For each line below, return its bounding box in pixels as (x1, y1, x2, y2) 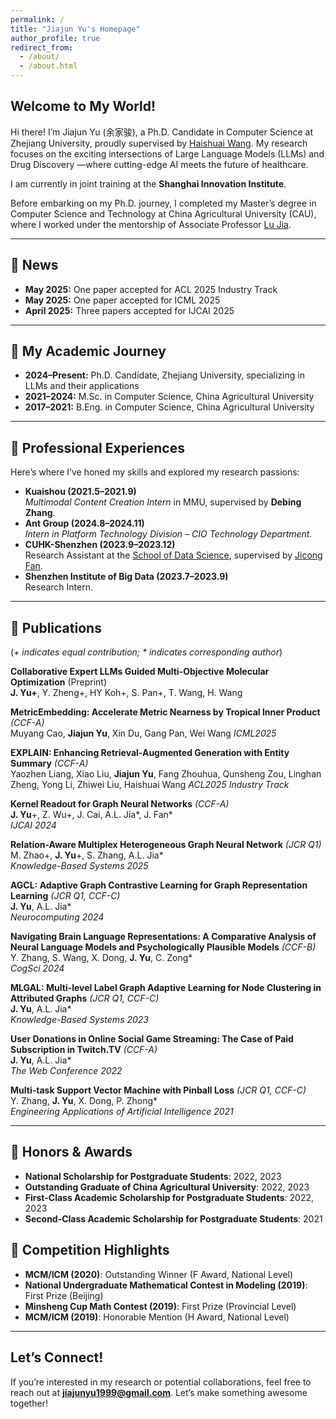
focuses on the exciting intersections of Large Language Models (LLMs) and (10, 147, 325, 160)
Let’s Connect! (10, 1349, 104, 1366)
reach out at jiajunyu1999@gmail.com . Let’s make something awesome (10, 1386, 308, 1398)
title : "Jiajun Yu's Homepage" (10, 24, 141, 34)
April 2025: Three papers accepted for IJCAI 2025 (24, 304, 235, 316)
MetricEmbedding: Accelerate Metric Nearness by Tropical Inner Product (10, 706, 321, 718)
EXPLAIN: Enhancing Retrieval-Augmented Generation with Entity (10, 747, 290, 759)
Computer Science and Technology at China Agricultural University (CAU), (10, 207, 317, 220)
